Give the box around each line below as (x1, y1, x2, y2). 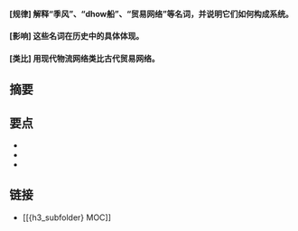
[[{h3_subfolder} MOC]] (22, 212, 111, 223)
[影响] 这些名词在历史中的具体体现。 (9, 31, 144, 42)
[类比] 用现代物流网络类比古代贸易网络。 (9, 52, 160, 63)
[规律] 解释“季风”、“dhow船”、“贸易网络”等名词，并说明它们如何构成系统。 (9, 8, 293, 19)
